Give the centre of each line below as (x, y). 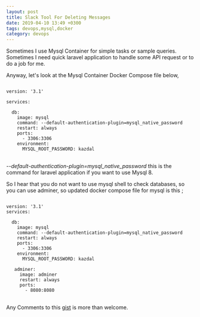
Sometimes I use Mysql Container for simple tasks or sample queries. (92, 51)
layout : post (22, 12)
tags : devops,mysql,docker (40, 28)
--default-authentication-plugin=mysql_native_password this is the (89, 166)
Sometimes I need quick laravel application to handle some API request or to (100, 57)
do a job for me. (26, 64)
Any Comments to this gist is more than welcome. (67, 307)
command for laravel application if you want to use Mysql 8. (80, 173)
